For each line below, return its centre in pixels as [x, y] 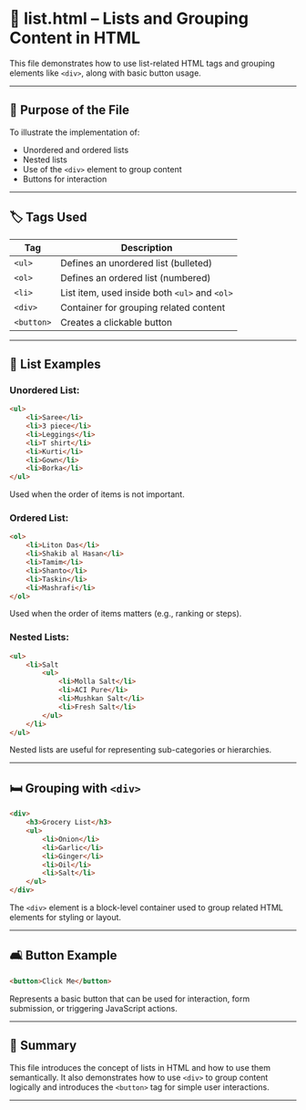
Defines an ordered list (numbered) [136, 277]
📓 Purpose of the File [70, 110]
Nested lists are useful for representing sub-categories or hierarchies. [141, 750]
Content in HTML [75, 38]
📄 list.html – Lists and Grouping [129, 19]
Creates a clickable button [117, 322]
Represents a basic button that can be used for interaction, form [130, 999]
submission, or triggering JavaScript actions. [93, 1008]
